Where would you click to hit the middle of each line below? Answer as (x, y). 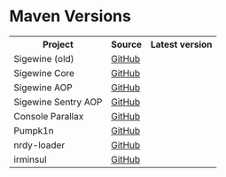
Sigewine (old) (44, 58)
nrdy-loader (39, 145)
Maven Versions (70, 16)
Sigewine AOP (43, 88)
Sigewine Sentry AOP (58, 102)
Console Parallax (49, 116)
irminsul (30, 159)
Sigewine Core (44, 73)
